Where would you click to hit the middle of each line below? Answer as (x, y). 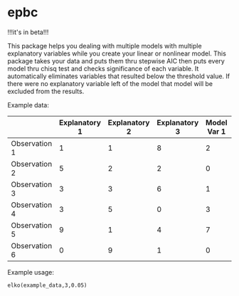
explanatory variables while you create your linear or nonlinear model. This (117, 53)
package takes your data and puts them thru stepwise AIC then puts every (116, 60)
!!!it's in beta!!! (28, 32)
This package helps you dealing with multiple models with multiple (105, 46)
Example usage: (31, 272)
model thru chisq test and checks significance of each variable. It (103, 68)
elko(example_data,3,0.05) (47, 285)
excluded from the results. (46, 91)
